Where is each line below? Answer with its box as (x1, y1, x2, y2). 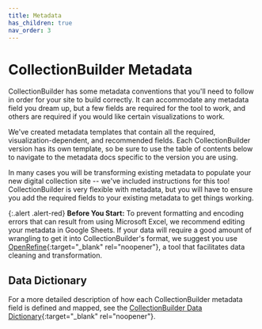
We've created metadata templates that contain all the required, (8, 128, 216, 137)
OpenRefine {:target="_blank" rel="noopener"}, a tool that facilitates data (8, 243, 245, 252)
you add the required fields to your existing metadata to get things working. (8, 193, 254, 203)
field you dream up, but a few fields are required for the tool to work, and (8, 104, 246, 113)
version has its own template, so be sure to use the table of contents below (8, 144, 253, 154)
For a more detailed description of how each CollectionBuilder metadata (8, 295, 243, 304)
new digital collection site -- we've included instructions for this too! (8, 176, 230, 186)
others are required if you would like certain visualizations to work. (8, 112, 226, 121)
